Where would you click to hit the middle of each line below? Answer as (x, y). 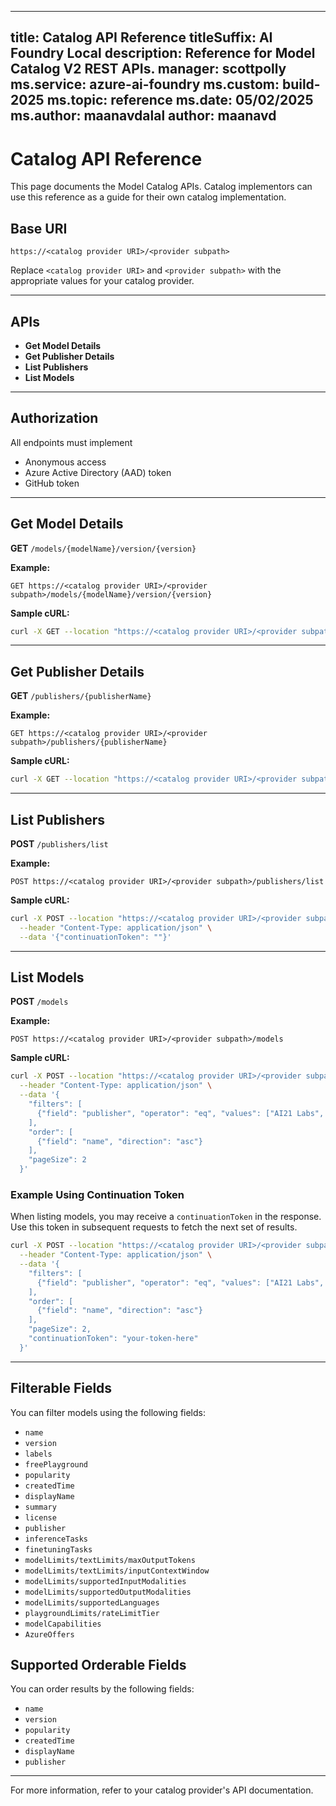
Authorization (54, 418)
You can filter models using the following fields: (108, 1412)
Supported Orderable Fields (98, 1665)
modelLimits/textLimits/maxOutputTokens (110, 1560)
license (40, 1517)
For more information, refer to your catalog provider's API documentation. (162, 1790)
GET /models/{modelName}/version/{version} (103, 548)
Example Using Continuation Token (97, 1194)
